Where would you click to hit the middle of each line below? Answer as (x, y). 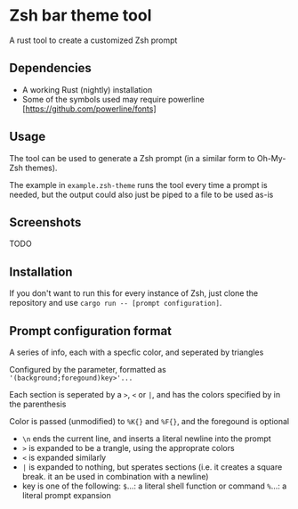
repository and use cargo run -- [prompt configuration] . (116, 303)
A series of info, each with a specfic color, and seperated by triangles (137, 352)
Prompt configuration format (90, 331)
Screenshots (45, 222)
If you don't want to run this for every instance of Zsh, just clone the (134, 293)
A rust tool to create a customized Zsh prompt (93, 40)
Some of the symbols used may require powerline (113, 99)
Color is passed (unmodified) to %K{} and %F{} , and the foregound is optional (149, 421)
